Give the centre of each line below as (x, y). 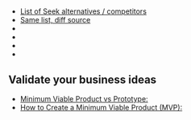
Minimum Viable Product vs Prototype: (84, 99)
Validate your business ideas (83, 79)
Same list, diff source (55, 20)
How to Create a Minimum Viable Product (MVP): (101, 108)
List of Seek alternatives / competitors (83, 11)
